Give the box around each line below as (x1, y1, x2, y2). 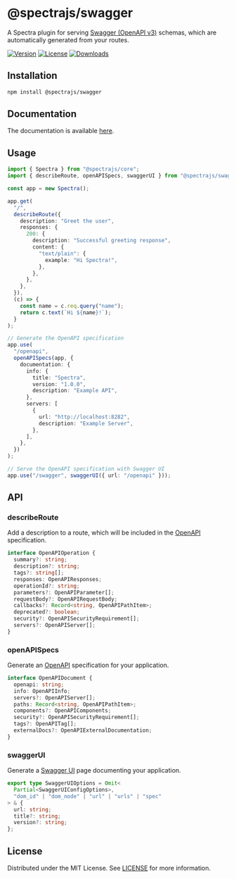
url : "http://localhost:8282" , (38, 413, 131, 420)
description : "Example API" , (32, 387, 118, 394)
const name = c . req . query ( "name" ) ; (20, 302, 124, 309)
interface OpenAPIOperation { (7, 549, 96, 557)
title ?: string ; (13, 812, 61, 820)
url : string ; (13, 806, 52, 813)
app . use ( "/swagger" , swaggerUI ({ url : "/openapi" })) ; (7, 472, 171, 479)
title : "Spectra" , (32, 374, 86, 381)
